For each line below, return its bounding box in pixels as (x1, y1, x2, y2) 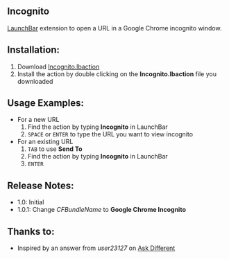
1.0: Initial (17, 198, 44, 206)
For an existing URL (17, 138, 74, 146)
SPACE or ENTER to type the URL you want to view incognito (27, 130, 193, 139)
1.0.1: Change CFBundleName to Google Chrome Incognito (17, 206, 186, 214)
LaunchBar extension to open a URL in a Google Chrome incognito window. (7, 24, 222, 32)
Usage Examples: (7, 97, 85, 109)
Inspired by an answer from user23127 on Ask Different (17, 244, 176, 252)
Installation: (7, 44, 60, 56)
